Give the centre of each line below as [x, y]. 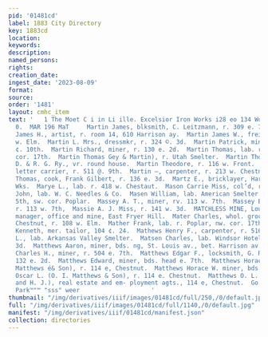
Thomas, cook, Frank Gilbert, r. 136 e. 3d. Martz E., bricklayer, [132, 179]
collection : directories [49, 320]
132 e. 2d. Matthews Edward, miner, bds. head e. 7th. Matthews [128, 260]
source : [21, 97]
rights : [21, 68]
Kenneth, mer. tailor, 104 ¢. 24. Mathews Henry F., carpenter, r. [132, 231]
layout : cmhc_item [39, 113]
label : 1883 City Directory [55, 23]
